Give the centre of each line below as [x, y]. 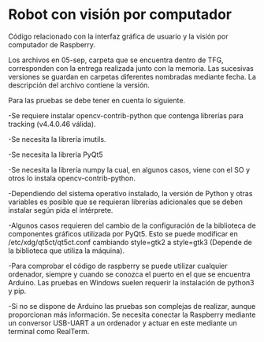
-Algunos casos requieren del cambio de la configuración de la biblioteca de [132, 225]
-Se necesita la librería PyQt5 [56, 154]
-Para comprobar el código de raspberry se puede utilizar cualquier [118, 266]
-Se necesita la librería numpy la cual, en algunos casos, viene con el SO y [129, 169]
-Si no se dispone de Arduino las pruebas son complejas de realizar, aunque [132, 306]
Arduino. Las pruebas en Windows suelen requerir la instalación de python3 [131, 282]
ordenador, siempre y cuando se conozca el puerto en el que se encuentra [129, 274]
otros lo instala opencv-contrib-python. [72, 178]
